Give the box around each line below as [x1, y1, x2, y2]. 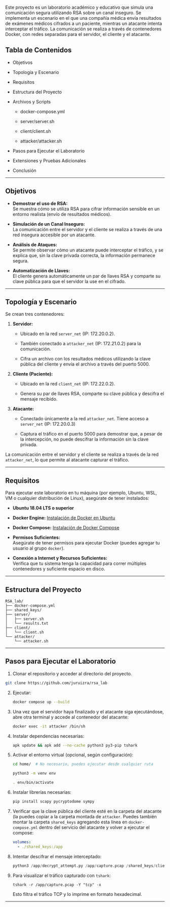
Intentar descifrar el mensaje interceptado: [12, 853, 102, 859]
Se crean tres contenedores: [5, 311, 65, 317]
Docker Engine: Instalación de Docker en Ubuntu [12, 515, 115, 521]
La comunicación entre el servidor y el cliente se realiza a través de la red [5, 451, 159, 458]
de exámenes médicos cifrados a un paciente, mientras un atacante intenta [5, 20, 162, 26]
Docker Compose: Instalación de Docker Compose [12, 525, 120, 531]
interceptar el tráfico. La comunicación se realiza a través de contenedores [5, 26, 162, 32]
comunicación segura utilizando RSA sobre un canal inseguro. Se [5, 10, 142, 16]
